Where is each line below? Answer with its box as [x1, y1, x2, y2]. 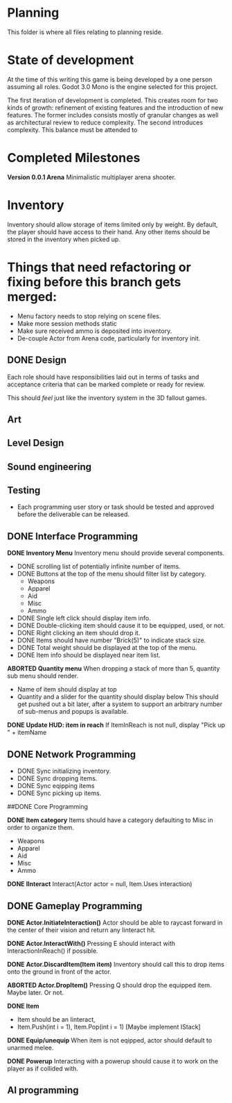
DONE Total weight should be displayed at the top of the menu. [17, 644, 197, 652]
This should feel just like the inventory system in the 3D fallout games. [7, 393, 207, 402]
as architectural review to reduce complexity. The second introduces [7, 118, 203, 126]
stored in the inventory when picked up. [7, 235, 121, 243]
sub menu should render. [7, 672, 78, 680]
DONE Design [7, 354, 67, 366]
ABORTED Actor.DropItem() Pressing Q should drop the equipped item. [7, 981, 213, 989]
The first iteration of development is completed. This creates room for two [7, 96, 218, 104]
